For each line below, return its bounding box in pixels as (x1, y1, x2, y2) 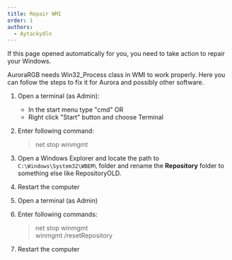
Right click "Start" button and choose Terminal (28, 113, 164, 122)
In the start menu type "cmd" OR (28, 105, 124, 114)
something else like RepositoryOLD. (17, 169, 122, 177)
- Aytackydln (13, 30, 52, 37)
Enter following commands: (17, 210, 98, 219)
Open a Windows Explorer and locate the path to (17, 154, 160, 162)
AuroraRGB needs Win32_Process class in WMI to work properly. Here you (7, 71, 226, 79)
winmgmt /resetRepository (35, 231, 113, 240)
